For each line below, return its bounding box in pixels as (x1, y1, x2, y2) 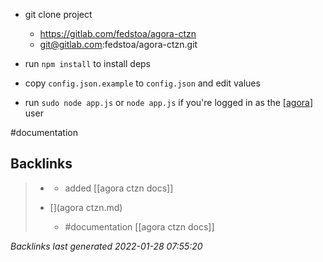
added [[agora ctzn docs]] (64, 182, 174, 194)
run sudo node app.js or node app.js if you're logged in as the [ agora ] (24, 97, 314, 108)
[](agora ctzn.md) (49, 201, 123, 213)
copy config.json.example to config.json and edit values (24, 77, 261, 89)
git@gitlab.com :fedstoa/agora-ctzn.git (39, 39, 198, 50)
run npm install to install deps (24, 58, 152, 69)
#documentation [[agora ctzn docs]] (64, 220, 215, 233)
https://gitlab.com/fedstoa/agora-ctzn (39, 28, 197, 39)
